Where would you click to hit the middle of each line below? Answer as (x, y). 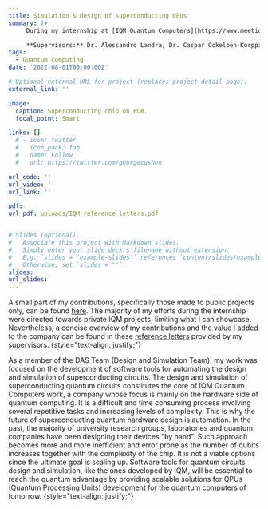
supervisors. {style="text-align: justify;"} (75, 345)
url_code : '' (30, 177)
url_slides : (28, 280)
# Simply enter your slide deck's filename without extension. (119, 250)
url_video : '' (32, 185)
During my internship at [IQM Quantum (91, 30)
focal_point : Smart (48, 118)
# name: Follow (44, 155)
